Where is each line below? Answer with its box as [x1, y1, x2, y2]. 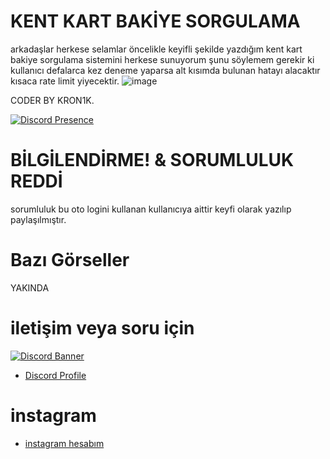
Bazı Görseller [10, 249, 130, 272]
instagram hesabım [24, 437, 105, 449]
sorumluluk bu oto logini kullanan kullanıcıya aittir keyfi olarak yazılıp [10, 203, 292, 215]
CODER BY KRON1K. [10, 94, 95, 106]
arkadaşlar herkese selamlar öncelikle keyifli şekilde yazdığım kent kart [10, 43, 303, 55]
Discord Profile [24, 369, 87, 381]
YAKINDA [10, 281, 50, 294]
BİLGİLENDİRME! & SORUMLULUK [10, 149, 295, 172]
